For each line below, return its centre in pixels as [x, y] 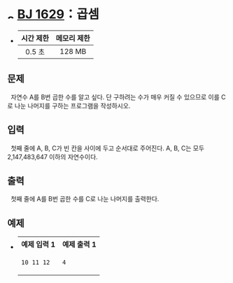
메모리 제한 [73, 38]
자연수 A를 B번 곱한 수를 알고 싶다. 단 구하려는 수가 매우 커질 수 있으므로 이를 [115, 97]
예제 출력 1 [79, 245]
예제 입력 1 [38, 245]
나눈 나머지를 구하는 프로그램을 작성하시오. [72, 106]
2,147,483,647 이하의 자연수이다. [52, 157]
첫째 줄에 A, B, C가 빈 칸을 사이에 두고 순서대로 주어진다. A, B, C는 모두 [107, 148]
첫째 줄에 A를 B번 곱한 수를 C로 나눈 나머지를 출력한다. [85, 199]
